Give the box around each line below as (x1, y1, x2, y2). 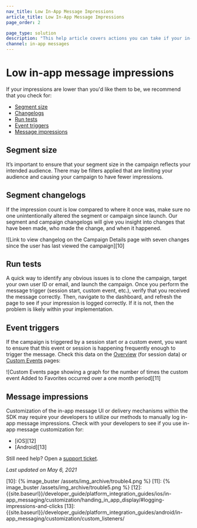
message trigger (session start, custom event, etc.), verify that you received (6, 287, 189, 294)
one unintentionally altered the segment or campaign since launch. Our (6, 212, 178, 219)
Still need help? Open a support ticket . (6, 455, 98, 462)
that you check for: (6, 92, 52, 99)
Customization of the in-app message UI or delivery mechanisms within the (6, 407, 188, 414)
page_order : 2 (6, 19, 41, 25)
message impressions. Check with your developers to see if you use (16, 420, 182, 427)
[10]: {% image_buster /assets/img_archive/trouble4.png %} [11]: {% (6, 478, 171, 485)
